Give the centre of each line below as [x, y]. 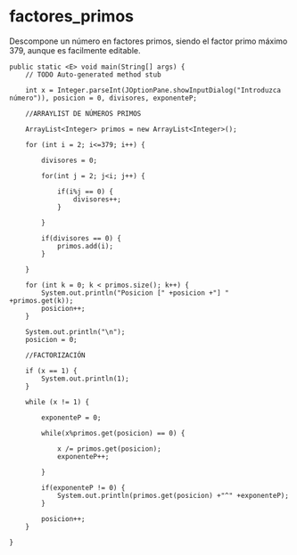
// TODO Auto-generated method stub [94, 74]
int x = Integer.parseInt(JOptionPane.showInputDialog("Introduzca [153, 90]
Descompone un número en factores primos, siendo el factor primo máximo [148, 41]
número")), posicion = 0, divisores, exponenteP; [103, 98]
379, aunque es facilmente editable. [75, 50]
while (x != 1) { [58, 402]
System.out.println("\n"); [75, 331]
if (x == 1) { [51, 371]
